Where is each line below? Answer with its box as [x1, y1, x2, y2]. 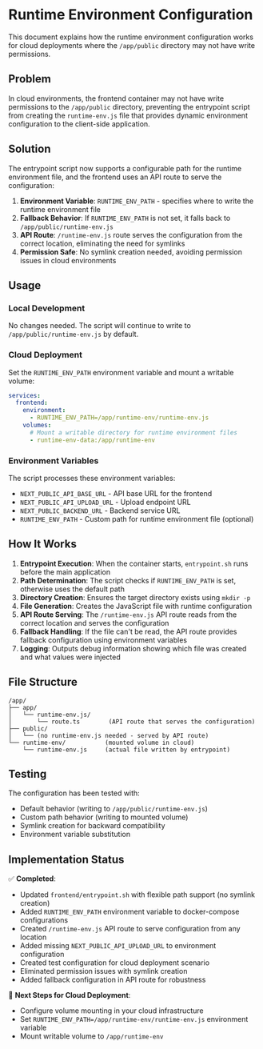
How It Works [8, 538, 78, 551]
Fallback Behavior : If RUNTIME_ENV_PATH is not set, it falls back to [19, 213, 231, 222]
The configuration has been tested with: [8, 788, 140, 798]
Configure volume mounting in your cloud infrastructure [19, 1006, 204, 1015]
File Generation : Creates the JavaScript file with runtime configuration [19, 601, 253, 611]
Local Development [8, 302, 86, 314]
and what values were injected [19, 652, 122, 662]
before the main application [19, 567, 110, 577]
